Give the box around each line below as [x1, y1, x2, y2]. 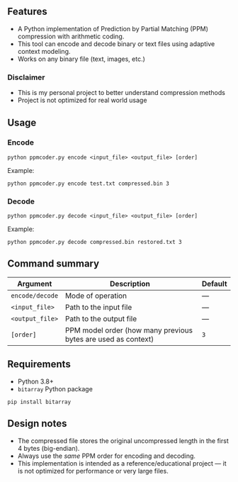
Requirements [7, 358, 71, 371]
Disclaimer [7, 72, 45, 82]
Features [7, 6, 47, 18]
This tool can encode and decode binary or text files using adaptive [17, 39, 215, 48]
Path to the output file [64, 313, 137, 323]
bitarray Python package [17, 384, 93, 393]
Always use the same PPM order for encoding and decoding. [17, 452, 196, 460]
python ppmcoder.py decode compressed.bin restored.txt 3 [7, 239, 182, 246]
